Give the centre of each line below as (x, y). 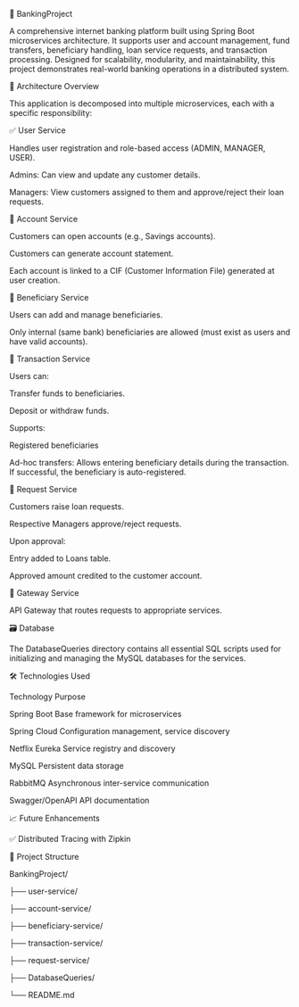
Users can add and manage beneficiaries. (86, 315)
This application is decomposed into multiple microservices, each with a (142, 103)
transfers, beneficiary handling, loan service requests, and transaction (138, 50)
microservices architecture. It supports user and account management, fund (149, 41)
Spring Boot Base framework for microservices (96, 714)
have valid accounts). (49, 342)
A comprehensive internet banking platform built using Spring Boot (132, 31)
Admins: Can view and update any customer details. (105, 175)
